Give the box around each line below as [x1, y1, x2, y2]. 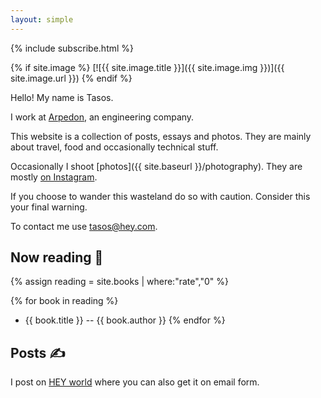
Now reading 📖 [10, 249, 104, 266]
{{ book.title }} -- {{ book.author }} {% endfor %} [24, 314, 226, 326]
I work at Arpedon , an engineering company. [10, 111, 195, 123]
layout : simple [10, 14, 74, 25]
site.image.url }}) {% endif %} [10, 72, 133, 84]
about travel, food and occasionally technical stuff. [10, 141, 219, 153]
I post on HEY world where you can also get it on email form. [10, 376, 260, 388]
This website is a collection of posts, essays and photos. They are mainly [10, 130, 312, 142]
